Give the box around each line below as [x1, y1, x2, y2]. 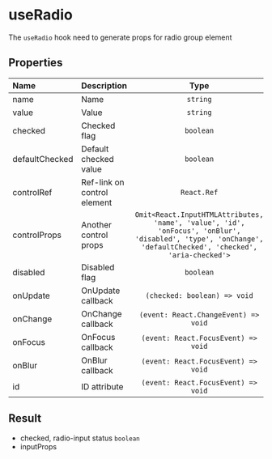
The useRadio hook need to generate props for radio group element [8, 32, 232, 42]
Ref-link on [80, 176, 125, 188]
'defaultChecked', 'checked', [141, 242, 257, 252]
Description [80, 79, 128, 91]
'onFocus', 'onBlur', [157, 226, 241, 236]
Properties [8, 56, 63, 70]
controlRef [12, 186, 53, 198]
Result [8, 411, 42, 426]
